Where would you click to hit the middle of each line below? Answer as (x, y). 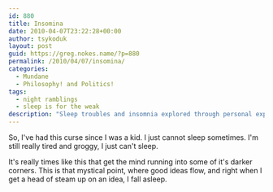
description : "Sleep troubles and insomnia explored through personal (130, 115)
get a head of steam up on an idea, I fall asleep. (88, 179)
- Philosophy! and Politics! (65, 84)
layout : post (30, 46)
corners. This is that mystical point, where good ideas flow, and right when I (135, 170)
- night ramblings (47, 99)
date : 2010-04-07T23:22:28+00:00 (65, 31)
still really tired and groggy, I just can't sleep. (83, 146)
